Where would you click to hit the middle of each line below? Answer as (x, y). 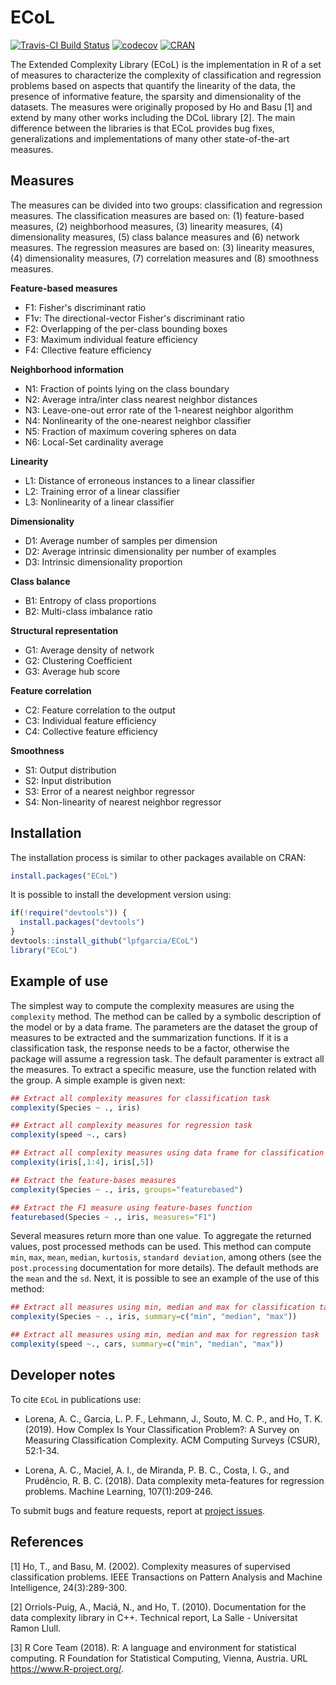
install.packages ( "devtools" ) (82, 922)
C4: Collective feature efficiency (91, 731)
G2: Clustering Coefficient (78, 660)
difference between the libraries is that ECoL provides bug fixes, (142, 128)
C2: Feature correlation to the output (100, 710)
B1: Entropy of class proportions (90, 600)
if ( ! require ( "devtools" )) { (69, 913)
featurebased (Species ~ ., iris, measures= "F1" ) (113, 1217)
